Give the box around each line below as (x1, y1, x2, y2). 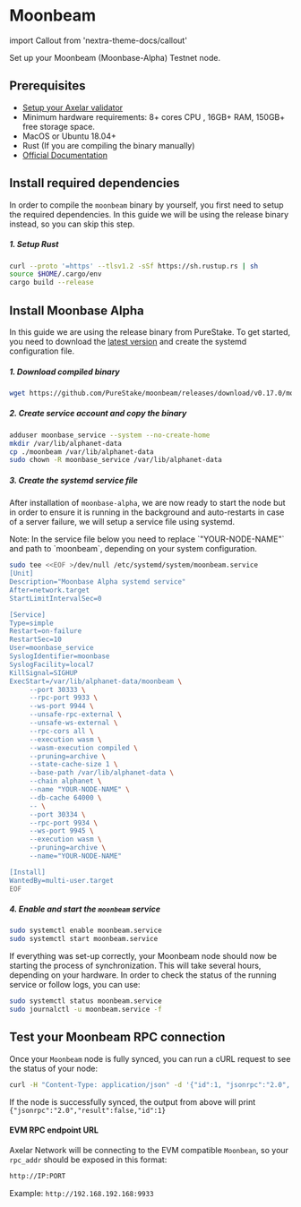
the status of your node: (9, 1063, 99, 1074)
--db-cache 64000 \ (29, 793, 102, 802)
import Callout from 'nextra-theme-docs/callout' (9, 35, 188, 46)
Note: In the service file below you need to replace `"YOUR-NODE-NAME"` (9, 534, 285, 544)
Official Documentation (21, 150, 107, 160)
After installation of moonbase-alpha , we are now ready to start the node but (9, 498, 286, 509)
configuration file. (9, 346, 74, 356)
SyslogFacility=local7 (9, 660, 94, 669)
